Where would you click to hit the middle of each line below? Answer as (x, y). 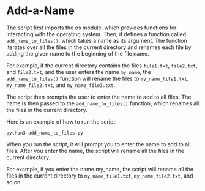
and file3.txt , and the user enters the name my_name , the (79, 72)
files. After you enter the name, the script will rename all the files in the (95, 151)
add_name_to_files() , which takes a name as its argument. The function (97, 40)
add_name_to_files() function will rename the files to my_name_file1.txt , (98, 78)
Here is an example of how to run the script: (62, 122)
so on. (14, 182)
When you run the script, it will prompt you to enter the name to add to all (99, 144)
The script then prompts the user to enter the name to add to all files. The (99, 97)
